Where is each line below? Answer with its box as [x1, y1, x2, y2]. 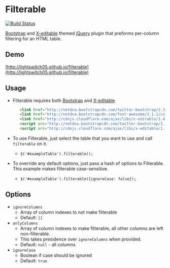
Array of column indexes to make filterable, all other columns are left [20, 225, 163, 231]
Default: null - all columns [20, 241, 76, 247]
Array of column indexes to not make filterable [20, 209, 118, 215]
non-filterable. [20, 230, 51, 237]
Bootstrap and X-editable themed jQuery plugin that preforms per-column [5, 30, 159, 36]
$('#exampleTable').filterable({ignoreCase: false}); [20, 176, 137, 181]
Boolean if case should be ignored [20, 252, 92, 258]
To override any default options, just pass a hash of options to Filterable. [12, 160, 164, 166]
